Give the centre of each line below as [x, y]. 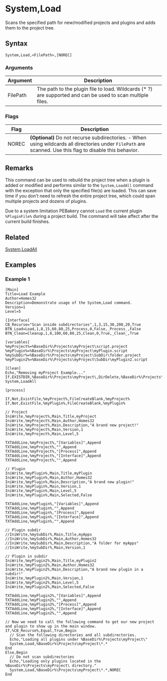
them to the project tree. [30, 27]
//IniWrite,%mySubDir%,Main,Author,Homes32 [51, 539]
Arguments [19, 67]
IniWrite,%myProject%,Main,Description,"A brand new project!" [72, 425]
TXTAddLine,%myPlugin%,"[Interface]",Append [52, 517]
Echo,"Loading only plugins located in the [55, 661]
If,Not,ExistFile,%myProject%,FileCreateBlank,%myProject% [68, 399]
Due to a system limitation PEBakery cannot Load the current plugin [74, 211]
